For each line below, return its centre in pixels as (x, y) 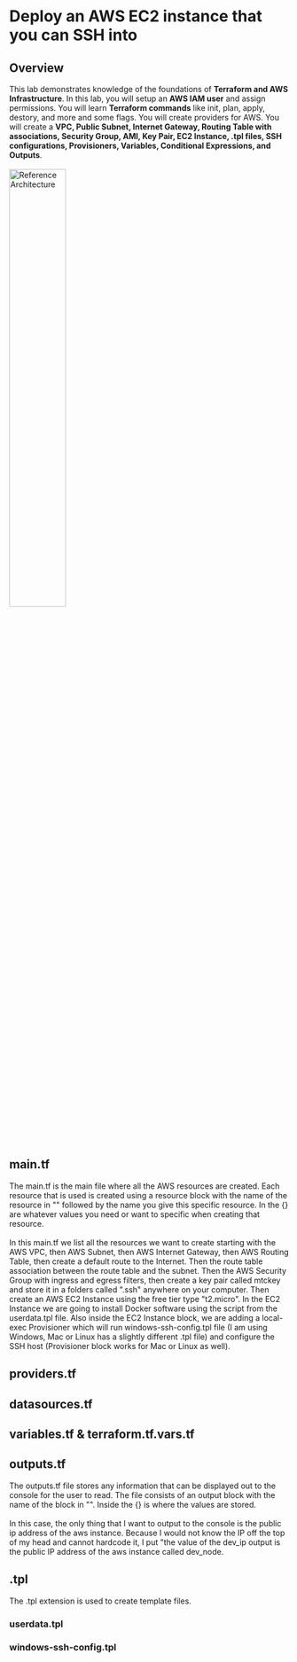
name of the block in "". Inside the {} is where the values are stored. (133, 1504)
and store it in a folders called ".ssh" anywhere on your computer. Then (139, 1289)
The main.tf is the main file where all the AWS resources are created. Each (145, 1186)
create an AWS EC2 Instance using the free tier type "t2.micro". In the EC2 (145, 1299)
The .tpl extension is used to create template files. (101, 1601)
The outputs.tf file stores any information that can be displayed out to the (143, 1486)
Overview (37, 68)
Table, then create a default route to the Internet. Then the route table (136, 1261)
